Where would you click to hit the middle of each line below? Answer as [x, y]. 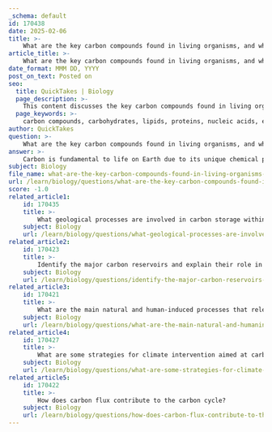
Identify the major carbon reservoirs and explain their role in [150, 264]
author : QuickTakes [41, 129]
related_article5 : [39, 378]
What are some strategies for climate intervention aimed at [143, 355]
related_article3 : [39, 287]
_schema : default [38, 16]
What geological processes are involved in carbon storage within [152, 220]
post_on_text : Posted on [50, 76]
